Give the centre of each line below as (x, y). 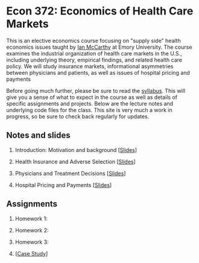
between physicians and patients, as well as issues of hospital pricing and (98, 72)
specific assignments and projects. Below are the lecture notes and (90, 103)
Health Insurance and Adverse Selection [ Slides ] (75, 162)
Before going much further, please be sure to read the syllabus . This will (96, 90)
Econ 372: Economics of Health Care (100, 11)
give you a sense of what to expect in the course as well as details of (92, 97)
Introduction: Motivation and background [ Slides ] (76, 150)
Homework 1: (31, 218)
